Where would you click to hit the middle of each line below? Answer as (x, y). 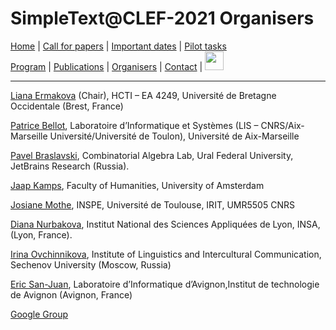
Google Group (39, 314)
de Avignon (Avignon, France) (71, 294)
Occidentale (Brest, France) (67, 106)
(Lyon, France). (41, 234)
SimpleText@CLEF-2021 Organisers (162, 18)
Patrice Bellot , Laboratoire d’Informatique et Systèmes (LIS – (134, 125)
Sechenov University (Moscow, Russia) (91, 264)
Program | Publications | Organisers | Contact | (106, 66)
